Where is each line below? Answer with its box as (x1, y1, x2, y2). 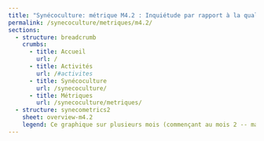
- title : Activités (28, 63, 93, 70)
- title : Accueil (28, 48, 86, 56)
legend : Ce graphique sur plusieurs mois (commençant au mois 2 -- (22, 121, 247, 128)
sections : (8, 26, 41, 34)
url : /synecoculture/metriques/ (36, 99, 143, 107)
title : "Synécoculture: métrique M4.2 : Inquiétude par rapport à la (8, 11, 241, 20)
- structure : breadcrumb (15, 33, 97, 42)
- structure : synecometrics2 (15, 107, 111, 114)
